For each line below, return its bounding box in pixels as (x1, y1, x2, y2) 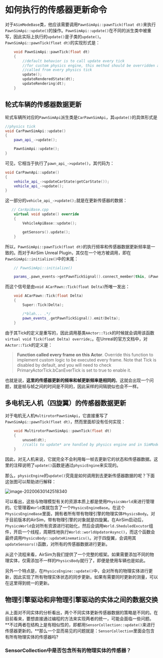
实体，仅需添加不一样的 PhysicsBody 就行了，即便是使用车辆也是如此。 (9, 557, 148, 563)
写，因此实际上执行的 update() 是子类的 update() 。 (5, 34, 104, 39)
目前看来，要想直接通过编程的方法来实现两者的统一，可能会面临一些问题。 (5, 616, 154, 621)
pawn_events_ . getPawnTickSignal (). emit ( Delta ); (22, 316, 120, 320)
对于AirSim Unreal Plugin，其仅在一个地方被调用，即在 (21, 249, 131, 256)
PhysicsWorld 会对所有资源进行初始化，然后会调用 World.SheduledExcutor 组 (5, 523, 154, 528)
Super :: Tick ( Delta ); (22, 302, 64, 307)
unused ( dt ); (22, 438, 47, 443)
